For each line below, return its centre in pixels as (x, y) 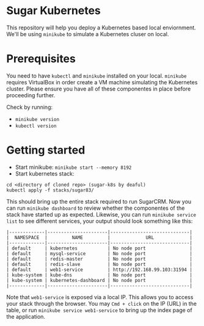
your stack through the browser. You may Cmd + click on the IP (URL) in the (102, 303)
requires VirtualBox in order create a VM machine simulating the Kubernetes (102, 82)
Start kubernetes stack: (45, 173)
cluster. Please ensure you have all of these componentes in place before (99, 89)
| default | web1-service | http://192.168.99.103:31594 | (99, 270)
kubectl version (36, 126)
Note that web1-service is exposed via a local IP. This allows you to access (100, 297)
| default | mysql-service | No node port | (99, 254)
